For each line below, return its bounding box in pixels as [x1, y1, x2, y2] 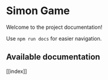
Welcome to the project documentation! [6, 24, 103, 31]
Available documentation [6, 52, 100, 62]
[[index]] [6, 68, 28, 75]
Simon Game [6, 4, 70, 18]
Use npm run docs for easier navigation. [6, 35, 102, 42]
